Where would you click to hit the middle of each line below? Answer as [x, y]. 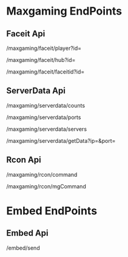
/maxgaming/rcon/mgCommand [46, 186]
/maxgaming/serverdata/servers [46, 129]
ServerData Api [36, 91]
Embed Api [27, 233]
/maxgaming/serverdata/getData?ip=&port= [61, 140]
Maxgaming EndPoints [64, 11]
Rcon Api [24, 160]
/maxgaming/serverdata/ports [44, 117]
